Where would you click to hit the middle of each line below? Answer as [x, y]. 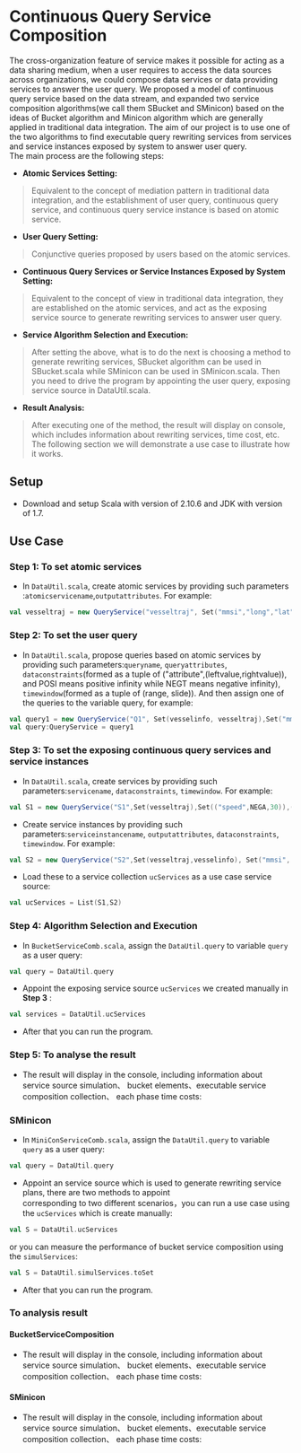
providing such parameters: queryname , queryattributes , [125, 664]
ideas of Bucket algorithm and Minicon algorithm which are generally [136, 118]
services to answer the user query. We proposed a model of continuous [142, 89]
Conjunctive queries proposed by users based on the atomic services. [161, 254]
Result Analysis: [53, 407]
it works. [47, 453]
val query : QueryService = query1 [72, 727]
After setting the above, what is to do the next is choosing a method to [161, 352]
